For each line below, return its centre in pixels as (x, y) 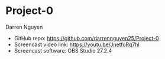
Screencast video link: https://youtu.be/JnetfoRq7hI (77, 44)
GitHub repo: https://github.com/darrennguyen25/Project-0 (86, 38)
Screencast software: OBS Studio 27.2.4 (63, 50)
